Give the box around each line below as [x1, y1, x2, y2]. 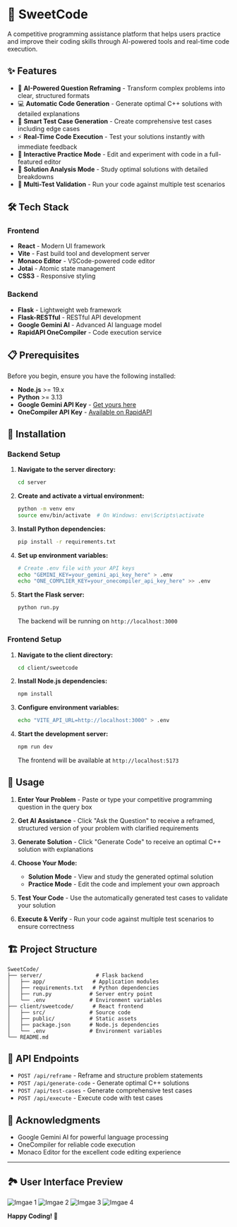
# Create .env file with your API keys [17, 564, 135, 572]
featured [17, 157, 43, 166]
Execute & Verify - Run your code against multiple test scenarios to [17, 915, 214, 923]
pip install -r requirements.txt [17, 538, 116, 545]
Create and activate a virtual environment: [17, 492, 145, 500]
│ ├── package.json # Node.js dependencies [7, 1021, 159, 1028]
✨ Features [7, 65, 57, 77]
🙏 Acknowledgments [7, 1114, 101, 1126]
